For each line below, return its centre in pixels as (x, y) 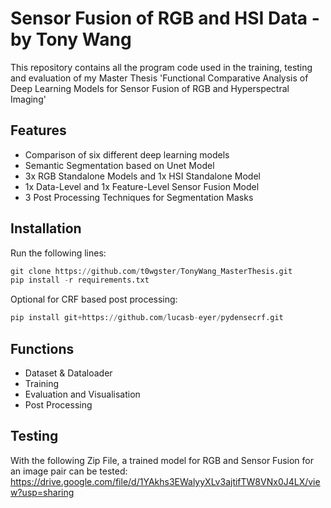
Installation (46, 228)
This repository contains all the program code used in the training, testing (161, 67)
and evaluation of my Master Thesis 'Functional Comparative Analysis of (159, 78)
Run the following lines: (58, 253)
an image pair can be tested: (69, 471)
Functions (42, 348)
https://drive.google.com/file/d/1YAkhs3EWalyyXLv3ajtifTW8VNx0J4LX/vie (165, 481)
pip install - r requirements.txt (80, 280)
